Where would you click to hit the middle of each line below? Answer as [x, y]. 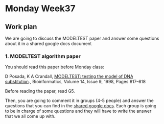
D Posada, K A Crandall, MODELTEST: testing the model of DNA [69, 76]
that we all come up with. [30, 116]
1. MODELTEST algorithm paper [43, 56]
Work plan [21, 27]
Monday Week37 [40, 9]
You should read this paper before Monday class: [55, 67]
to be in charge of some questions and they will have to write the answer [78, 111]
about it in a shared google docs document [48, 44]
